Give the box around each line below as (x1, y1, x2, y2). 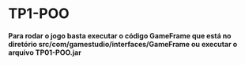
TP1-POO (8, 5, 70, 23)
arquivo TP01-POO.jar (8, 48, 81, 57)
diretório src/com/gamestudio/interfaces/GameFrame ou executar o (8, 39, 238, 49)
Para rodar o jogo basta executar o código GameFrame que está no (8, 31, 232, 40)
